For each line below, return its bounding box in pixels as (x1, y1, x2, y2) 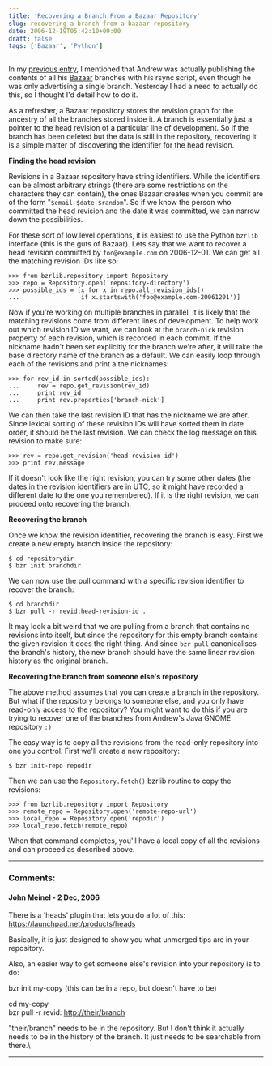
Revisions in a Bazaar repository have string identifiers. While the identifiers (8, 172, 261, 182)
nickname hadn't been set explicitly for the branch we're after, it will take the (8, 342, 263, 352)
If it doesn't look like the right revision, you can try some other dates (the (8, 473, 251, 483)
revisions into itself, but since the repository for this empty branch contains (8, 630, 259, 640)
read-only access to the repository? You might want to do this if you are (8, 704, 249, 714)
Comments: (8, 872, 56, 884)
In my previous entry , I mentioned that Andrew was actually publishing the (8, 64, 256, 74)
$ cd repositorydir (8, 554, 74, 563)
